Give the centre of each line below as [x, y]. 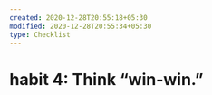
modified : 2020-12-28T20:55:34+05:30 [81, 26]
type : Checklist [40, 34]
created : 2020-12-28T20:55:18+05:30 [78, 18]
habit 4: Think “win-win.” [106, 79]
